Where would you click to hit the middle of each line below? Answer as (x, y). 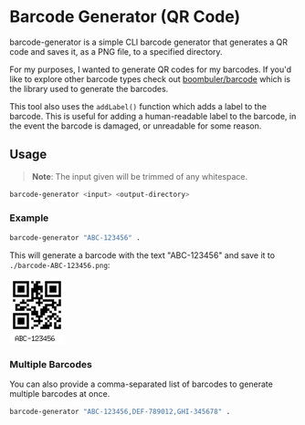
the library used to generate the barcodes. (89, 88)
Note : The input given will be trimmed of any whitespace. (140, 176)
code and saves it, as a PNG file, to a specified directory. (116, 51)
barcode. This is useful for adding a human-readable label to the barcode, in (153, 116)
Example (29, 218)
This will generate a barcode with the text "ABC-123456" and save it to (142, 255)
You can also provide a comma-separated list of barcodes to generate (142, 384)
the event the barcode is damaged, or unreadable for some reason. (136, 126)
